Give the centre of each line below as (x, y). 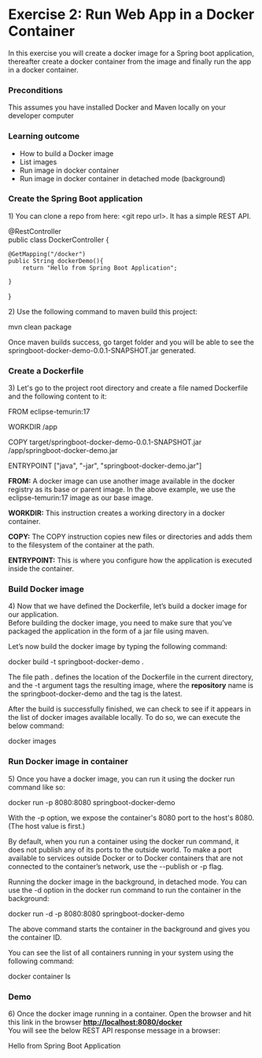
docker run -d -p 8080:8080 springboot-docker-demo (96, 913)
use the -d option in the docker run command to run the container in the (125, 890)
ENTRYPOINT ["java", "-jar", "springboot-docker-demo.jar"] (105, 466)
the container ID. (35, 937)
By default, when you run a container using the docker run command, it (124, 841)
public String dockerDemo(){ (56, 261)
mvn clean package (40, 327)
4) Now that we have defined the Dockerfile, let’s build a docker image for (128, 606)
